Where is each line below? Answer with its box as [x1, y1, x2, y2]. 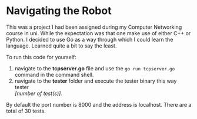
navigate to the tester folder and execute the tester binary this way [14, 77, 177, 84]
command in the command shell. [14, 71, 94, 78]
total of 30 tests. [6, 107, 46, 114]
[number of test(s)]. [14, 90, 63, 97]
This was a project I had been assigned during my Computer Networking [6, 23, 182, 30]
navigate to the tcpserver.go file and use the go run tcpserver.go [14, 64, 175, 72]
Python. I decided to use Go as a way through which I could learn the [6, 36, 173, 43]
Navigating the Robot [6, 4, 112, 18]
